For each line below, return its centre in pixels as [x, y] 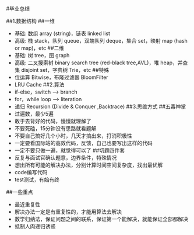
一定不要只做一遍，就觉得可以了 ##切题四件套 [70, 150]
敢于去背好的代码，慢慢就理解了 [53, 121]
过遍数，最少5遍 [34, 114]
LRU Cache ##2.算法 [39, 84]
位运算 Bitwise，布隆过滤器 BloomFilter [61, 77]
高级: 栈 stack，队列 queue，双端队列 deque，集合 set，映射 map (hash [101, 41]
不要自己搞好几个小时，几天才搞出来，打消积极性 [73, 136]
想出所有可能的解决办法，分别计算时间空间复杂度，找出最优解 [89, 165]
